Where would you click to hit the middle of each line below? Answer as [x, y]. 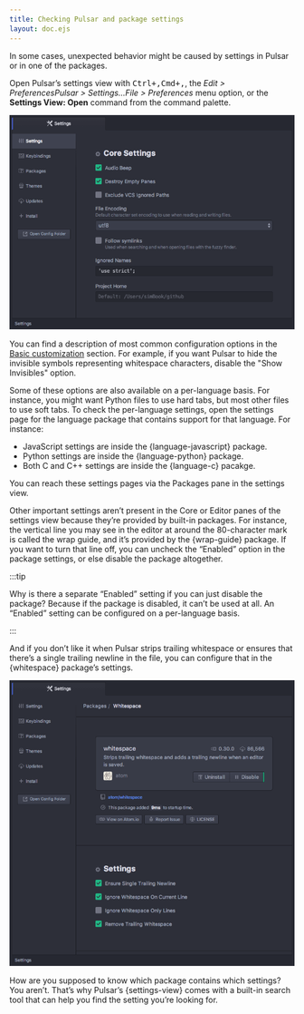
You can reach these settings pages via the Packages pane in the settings [147, 483]
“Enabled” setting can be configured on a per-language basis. [125, 613]
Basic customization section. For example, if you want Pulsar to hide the [143, 353]
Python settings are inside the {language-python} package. [133, 456]
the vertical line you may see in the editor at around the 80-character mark [148, 530]
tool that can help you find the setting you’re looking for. [114, 999]
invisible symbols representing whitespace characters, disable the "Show [146, 363]
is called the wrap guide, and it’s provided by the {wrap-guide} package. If [148, 539]
